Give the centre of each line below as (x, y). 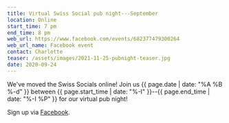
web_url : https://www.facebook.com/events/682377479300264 (94, 39)
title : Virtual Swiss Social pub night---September (83, 13)
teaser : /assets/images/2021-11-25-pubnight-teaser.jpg (89, 58)
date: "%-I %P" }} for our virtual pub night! (67, 99)
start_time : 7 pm (32, 26)
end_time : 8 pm (29, 33)
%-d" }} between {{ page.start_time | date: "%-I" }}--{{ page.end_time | (109, 91)
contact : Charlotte (35, 52)
